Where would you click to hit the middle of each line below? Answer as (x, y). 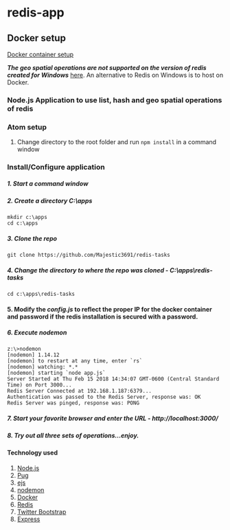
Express (28, 519)
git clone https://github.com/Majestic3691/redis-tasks (89, 255)
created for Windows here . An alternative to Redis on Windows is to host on (115, 75)
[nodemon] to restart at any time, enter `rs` (75, 361)
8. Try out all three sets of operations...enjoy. (73, 435)
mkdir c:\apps (27, 218)
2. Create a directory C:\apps (50, 201)
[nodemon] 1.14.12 (33, 355)
